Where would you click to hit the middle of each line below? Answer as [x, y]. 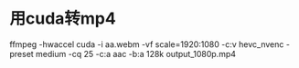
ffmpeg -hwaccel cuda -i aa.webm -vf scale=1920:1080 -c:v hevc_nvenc [147, 44]
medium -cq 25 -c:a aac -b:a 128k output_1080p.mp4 [135, 53]
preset [21, 53]
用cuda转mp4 [63, 19]
